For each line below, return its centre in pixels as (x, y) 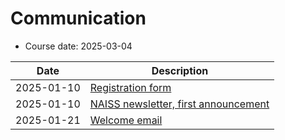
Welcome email (126, 120)
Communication (78, 18)
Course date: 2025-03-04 (78, 46)
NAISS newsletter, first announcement (179, 104)
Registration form (130, 87)
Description (180, 70)
